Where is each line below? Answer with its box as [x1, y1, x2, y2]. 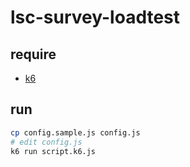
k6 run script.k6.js [10, 146, 97, 156]
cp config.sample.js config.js [10, 127, 141, 138]
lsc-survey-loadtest [10, 6, 181, 29]
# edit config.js [10, 137, 83, 147]
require [10, 46, 57, 63]
